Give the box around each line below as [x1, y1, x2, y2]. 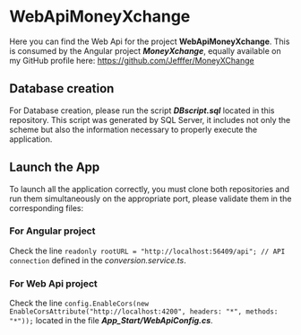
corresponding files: [9, 202, 84, 213]
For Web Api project [9, 277, 99, 289]
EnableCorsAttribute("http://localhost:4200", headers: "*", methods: [9, 307, 279, 316]
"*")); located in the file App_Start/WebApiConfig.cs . [9, 315, 213, 326]
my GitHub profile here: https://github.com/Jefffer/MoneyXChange [9, 55, 254, 66]
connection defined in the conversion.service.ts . [9, 254, 186, 266]
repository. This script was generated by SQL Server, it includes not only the [9, 114, 291, 125]
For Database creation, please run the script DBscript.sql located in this [9, 105, 275, 116]
